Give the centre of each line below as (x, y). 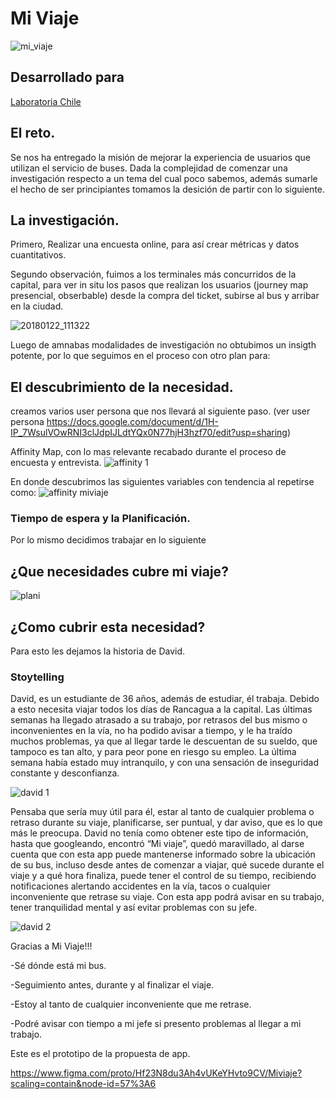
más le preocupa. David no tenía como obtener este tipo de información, (159, 833)
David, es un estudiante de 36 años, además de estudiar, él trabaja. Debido (165, 699)
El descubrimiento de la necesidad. (122, 387)
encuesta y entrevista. (56, 463)
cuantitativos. (38, 255)
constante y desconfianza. (65, 773)
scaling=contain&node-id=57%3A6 (83, 1084)
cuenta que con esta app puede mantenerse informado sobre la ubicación (163, 854)
